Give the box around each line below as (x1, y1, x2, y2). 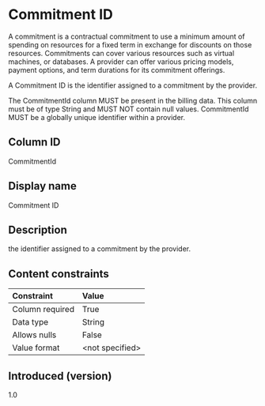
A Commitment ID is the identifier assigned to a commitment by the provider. (8, 81, 258, 90)
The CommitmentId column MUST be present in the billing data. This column (8, 96, 258, 105)
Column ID (8, 136, 61, 149)
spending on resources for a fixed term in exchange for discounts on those (8, 39, 252, 49)
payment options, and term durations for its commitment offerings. (8, 65, 225, 74)
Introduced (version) (8, 369, 112, 382)
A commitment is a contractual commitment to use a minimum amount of (8, 32, 245, 41)
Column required (12, 304, 75, 315)
